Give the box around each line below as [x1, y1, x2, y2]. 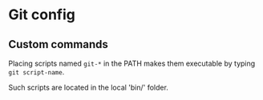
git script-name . [8, 67, 65, 77]
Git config [8, 6, 76, 24]
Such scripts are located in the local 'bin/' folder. [8, 82, 168, 92]
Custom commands [8, 38, 108, 51]
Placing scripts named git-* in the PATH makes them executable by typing [8, 58, 256, 68]
